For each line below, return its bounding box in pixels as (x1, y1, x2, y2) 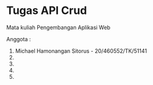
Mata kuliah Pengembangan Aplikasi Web (6, 24, 111, 31)
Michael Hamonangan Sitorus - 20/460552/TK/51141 (15, 47, 148, 55)
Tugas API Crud (6, 4, 87, 18)
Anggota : (6, 35, 31, 42)
